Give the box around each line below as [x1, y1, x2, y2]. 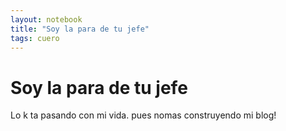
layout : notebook [10, 14, 83, 25]
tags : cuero [10, 33, 60, 43]
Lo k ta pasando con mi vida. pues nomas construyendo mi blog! [10, 109, 277, 121]
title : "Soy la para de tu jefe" [10, 24, 150, 34]
